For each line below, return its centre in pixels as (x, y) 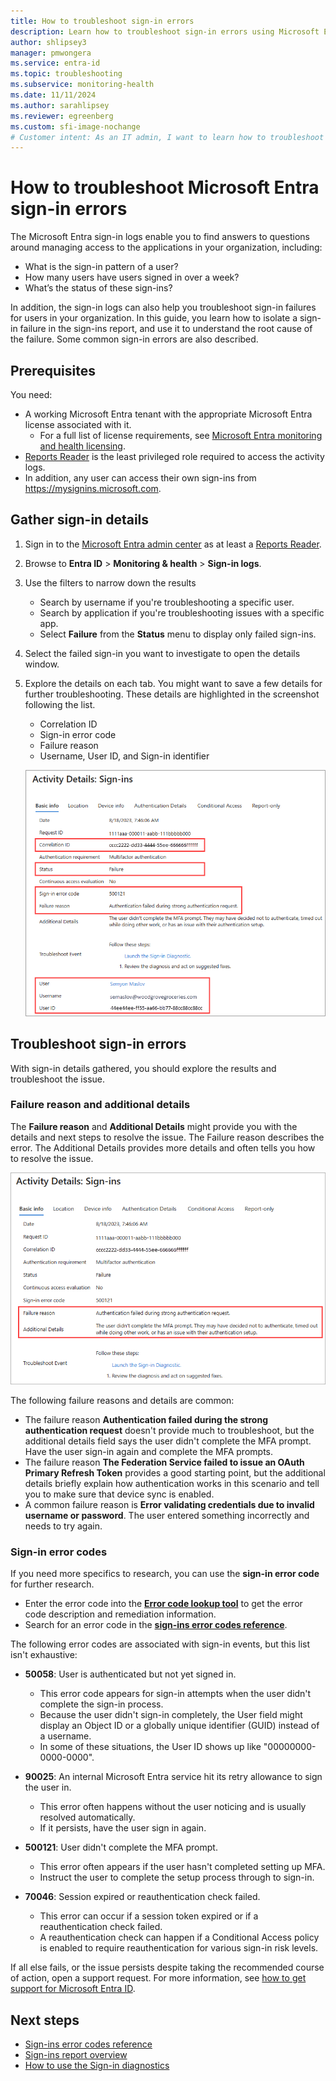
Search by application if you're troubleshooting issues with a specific (182, 612)
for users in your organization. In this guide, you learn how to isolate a (154, 318)
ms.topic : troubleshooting (66, 74)
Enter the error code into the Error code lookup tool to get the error (163, 1604)
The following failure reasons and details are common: (122, 1401)
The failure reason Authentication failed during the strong (146, 1420)
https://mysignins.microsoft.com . (93, 488)
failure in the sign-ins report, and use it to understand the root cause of (166, 329)
